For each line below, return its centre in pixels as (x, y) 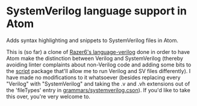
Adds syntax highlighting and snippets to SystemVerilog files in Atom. (92, 40)
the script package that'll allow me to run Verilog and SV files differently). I (98, 71)
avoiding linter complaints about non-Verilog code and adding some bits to (99, 65)
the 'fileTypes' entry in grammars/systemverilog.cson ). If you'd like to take (98, 90)
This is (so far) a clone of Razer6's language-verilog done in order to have (98, 52)
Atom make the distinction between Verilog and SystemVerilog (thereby (95, 58)
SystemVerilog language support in (96, 11)
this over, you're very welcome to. (48, 96)
